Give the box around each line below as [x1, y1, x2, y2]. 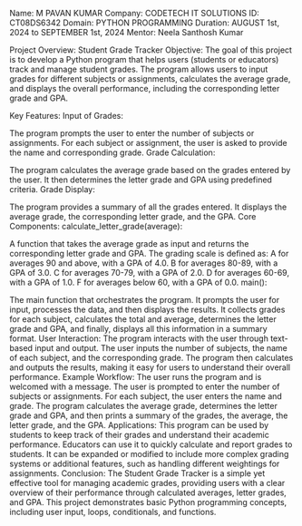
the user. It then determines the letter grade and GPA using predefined [9, 174, 272, 185]
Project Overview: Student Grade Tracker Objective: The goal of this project [9, 44, 293, 55]
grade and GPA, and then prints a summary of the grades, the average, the [9, 410, 288, 421]
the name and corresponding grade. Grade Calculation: [9, 147, 216, 158]
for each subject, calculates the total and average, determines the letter [9, 314, 277, 325]
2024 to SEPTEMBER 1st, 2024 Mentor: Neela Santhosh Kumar [9, 27, 244, 37]
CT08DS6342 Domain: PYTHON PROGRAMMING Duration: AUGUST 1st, [9, 17, 279, 28]
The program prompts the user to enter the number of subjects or [9, 128, 255, 139]
